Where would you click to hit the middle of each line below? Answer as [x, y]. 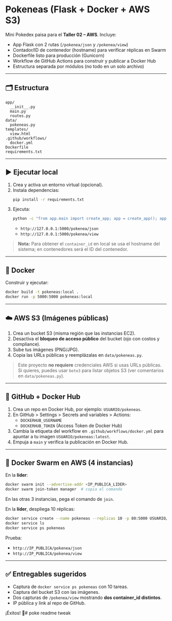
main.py [18, 111]
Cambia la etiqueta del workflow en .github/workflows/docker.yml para [88, 431]
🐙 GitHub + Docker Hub [43, 397]
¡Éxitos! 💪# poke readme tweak [38, 613]
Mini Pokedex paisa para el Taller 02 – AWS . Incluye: [61, 34]
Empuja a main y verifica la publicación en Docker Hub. [71, 442]
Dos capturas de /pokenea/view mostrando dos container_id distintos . [87, 597]
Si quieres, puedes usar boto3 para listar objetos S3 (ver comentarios [91, 370]
